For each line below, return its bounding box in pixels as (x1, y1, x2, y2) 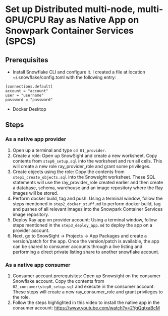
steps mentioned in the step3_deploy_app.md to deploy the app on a (12, 222, 152, 228)
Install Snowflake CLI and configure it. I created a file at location (12, 69, 145, 75)
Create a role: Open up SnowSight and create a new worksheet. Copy (12, 152, 157, 159)
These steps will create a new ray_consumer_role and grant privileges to (12, 288, 163, 295)
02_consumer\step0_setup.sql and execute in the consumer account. (12, 283, 155, 289)
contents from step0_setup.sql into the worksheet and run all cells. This (12, 157, 162, 164)
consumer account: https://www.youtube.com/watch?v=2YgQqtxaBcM (12, 304, 160, 310)
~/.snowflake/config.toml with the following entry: (12, 74, 116, 80)
